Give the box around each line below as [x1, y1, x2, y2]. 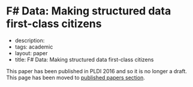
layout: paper [14, 49, 48, 56]
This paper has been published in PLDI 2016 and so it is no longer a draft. [6, 67, 188, 74]
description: [14, 37, 45, 44]
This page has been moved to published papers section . [6, 74, 145, 81]
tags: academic [14, 43, 53, 50]
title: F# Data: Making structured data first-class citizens [14, 56, 154, 63]
